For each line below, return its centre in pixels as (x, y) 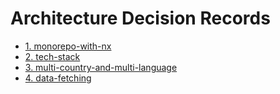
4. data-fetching (58, 78)
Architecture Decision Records (140, 18)
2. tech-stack (52, 56)
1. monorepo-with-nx (68, 46)
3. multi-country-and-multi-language (101, 67)
